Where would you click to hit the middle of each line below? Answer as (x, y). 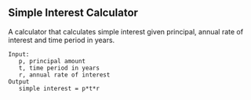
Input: (19, 54)
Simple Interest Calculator (73, 13)
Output (19, 81)
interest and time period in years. (62, 40)
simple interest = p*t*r (59, 88)
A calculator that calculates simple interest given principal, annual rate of (126, 31)
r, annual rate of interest (64, 75)
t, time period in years (59, 68)
